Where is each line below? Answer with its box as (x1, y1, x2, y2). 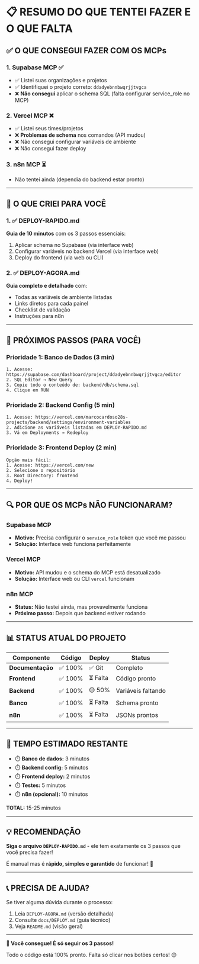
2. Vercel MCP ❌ (6, 111, 54, 120)
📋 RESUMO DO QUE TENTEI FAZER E (6, 5, 191, 19)
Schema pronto (115, 699, 159, 707)
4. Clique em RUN (6, 387, 49, 393)
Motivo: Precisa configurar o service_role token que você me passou (14, 534, 187, 541)
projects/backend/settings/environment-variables (6, 419, 131, 426)
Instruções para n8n (14, 313, 65, 320)
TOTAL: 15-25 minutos (6, 804, 61, 811)
